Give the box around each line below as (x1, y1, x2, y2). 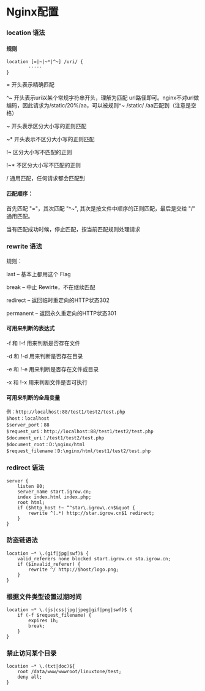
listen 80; (17, 483, 45, 489)
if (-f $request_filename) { (17, 612, 92, 619)
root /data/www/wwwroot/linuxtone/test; (17, 669, 122, 675)
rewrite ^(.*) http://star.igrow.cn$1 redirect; (28, 510, 155, 516)
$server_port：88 (6, 422, 50, 428)
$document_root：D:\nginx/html (6, 442, 86, 448)
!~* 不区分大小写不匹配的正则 (6, 161, 81, 169)
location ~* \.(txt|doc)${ (6, 663, 75, 670)
